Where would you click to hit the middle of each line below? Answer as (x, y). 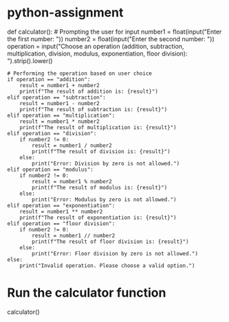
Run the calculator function (87, 293)
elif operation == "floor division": (61, 223)
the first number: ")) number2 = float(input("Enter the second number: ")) (111, 38)
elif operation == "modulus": (51, 170)
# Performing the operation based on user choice (80, 73)
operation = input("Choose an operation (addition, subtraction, (96, 46)
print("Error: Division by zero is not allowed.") (106, 163)
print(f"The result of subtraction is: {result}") (94, 109)
